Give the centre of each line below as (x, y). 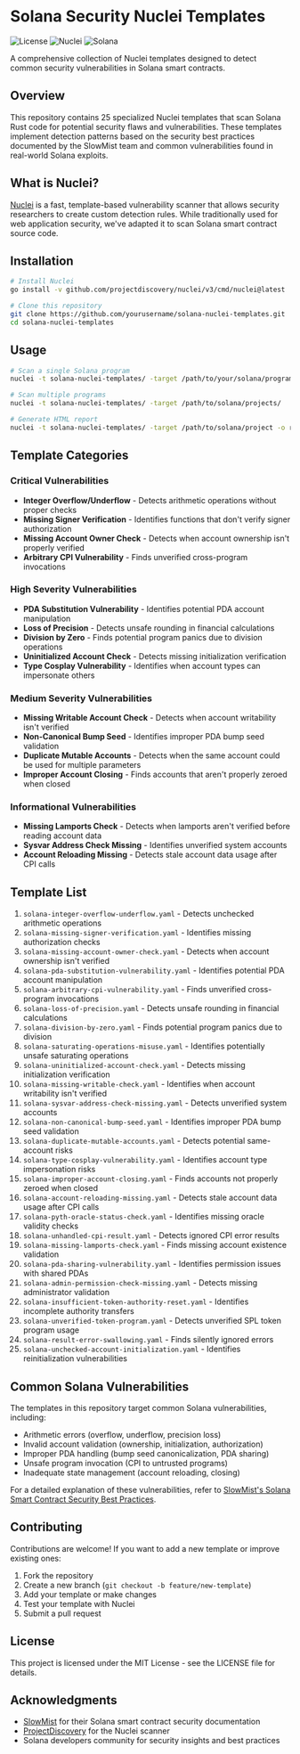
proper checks (50, 510)
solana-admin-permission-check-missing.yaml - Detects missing (140, 1283)
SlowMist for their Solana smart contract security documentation (142, 1722)
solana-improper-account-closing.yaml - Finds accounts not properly (150, 1179)
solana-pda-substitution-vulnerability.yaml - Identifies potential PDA (154, 971)
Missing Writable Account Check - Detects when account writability (150, 718)
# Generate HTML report (54, 420)
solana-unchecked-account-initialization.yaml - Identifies (132, 1349)
